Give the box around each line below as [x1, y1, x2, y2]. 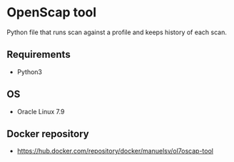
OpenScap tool [6, 4, 97, 21]
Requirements [6, 49, 71, 61]
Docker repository [6, 128, 90, 140]
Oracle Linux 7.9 [16, 107, 65, 116]
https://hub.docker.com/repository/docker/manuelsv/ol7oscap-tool [16, 147, 213, 156]
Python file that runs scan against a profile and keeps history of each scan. [6, 28, 228, 36]
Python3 [16, 67, 42, 76]
